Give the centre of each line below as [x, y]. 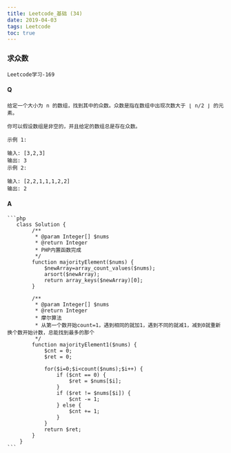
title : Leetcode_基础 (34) [45, 13]
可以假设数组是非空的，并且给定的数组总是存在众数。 [77, 126]
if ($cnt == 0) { [81, 375]
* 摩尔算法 [48, 318]
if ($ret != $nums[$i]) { [93, 393]
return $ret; [62, 429]
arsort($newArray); [72, 274]
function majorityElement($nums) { [83, 262]
